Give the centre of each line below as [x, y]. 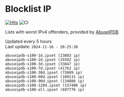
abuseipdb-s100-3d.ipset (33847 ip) [43, 64]
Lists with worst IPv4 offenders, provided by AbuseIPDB [62, 32]
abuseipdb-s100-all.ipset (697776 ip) [45, 89]
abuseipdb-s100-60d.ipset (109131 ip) [45, 77]
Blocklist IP [28, 9]
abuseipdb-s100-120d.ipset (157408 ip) [46, 85]
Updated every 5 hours [29, 41]
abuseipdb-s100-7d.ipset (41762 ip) [43, 68]
